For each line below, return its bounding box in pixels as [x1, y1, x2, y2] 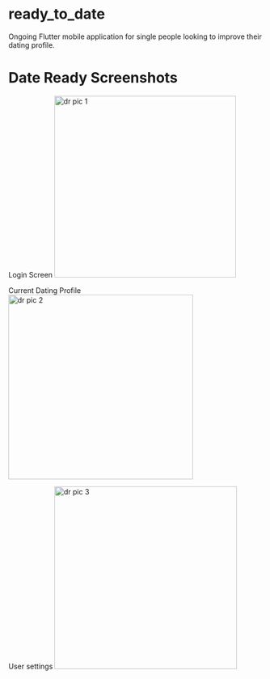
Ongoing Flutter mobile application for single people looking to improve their [8, 32, 263, 41]
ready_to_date [8, 5, 105, 23]
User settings [8, 661, 53, 671]
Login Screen [8, 269, 53, 279]
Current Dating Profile [8, 285, 82, 295]
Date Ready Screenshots [8, 69, 178, 87]
